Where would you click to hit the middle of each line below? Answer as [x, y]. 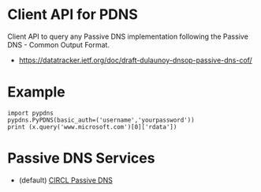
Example [36, 92]
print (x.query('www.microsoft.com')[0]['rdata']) [92, 127]
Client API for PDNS [73, 15]
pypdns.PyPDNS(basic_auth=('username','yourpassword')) [101, 120]
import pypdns [31, 113]
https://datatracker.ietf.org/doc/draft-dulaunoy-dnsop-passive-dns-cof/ [136, 60]
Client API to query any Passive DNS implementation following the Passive [128, 36]
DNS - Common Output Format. [58, 44]
